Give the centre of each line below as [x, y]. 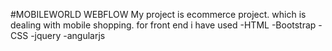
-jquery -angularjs [68, 35]
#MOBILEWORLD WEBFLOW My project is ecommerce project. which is [158, 14]
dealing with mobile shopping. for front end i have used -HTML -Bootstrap [163, 25]
